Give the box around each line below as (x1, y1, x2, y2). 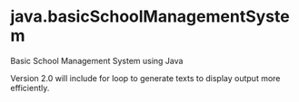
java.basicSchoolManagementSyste (10, 6, 290, 27)
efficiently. (10, 82, 50, 93)
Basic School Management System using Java (10, 55, 184, 66)
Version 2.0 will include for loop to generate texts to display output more (10, 72, 281, 83)
